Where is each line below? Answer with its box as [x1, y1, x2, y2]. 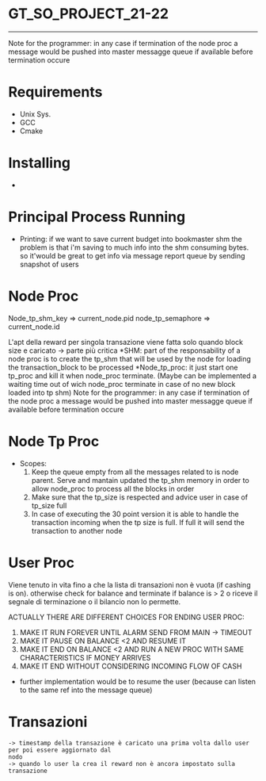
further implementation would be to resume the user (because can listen [19, 676, 256, 686]
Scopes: [19, 458, 47, 468]
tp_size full [31, 500, 67, 510]
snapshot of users [19, 259, 79, 269]
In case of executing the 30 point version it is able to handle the [31, 509, 239, 519]
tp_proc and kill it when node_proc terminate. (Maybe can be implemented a [8, 370, 257, 381]
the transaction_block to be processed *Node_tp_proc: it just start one [8, 362, 239, 372]
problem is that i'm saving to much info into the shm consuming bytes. [19, 243, 249, 252]
